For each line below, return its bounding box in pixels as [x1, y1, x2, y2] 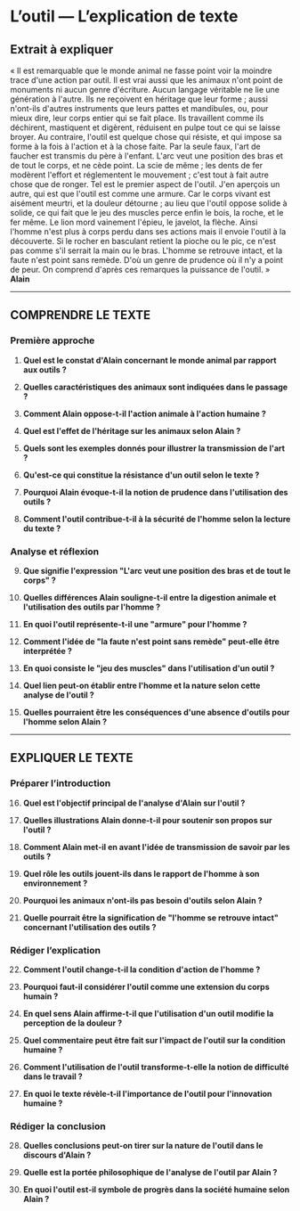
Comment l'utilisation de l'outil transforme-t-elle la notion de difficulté [22, 1061, 289, 1072]
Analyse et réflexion [10, 545, 100, 558]
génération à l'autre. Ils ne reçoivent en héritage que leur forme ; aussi [10, 94, 268, 104]
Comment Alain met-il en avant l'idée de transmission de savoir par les [22, 841, 290, 852]
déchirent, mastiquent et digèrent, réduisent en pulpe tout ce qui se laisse [10, 122, 281, 133]
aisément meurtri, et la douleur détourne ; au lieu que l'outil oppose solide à [10, 198, 288, 209]
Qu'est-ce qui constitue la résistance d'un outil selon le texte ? [22, 470, 260, 480]
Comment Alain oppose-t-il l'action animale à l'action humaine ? [22, 408, 266, 419]
